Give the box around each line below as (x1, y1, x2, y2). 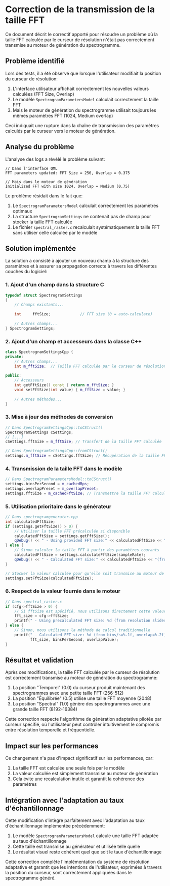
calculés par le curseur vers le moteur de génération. (5, 128, 116, 134)
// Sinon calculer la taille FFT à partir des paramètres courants (14, 548, 159, 553)
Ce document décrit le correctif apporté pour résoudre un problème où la (5, 31, 158, 37)
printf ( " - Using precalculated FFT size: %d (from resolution (14, 618, 151, 624)
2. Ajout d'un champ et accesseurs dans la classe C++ (5, 338, 142, 345)
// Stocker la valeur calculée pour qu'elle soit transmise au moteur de (5, 571, 164, 576)
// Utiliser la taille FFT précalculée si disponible (14, 528, 130, 534)
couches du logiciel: (5, 269, 47, 275)
